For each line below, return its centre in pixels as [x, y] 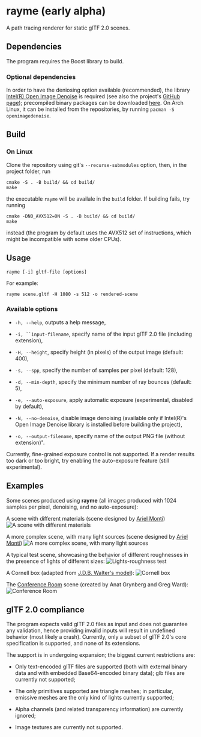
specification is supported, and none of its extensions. [73, 644]
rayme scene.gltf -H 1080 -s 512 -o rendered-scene [72, 294]
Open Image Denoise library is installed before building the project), [99, 424]
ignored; [25, 716]
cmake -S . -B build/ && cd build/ [51, 182]
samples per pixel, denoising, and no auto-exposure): [72, 507]
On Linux [19, 152]
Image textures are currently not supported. [69, 727]
